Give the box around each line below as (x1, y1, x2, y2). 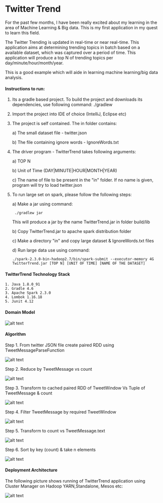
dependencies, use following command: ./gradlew (12, 102, 113, 108)
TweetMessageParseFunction (5, 347, 65, 353)
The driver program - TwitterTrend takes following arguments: (12, 149, 136, 155)
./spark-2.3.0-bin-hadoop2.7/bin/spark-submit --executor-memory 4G (12, 257, 154, 262)
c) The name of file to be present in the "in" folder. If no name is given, (12, 177, 154, 183)
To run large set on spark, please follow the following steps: (12, 192, 132, 198)
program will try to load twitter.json (12, 182, 82, 188)
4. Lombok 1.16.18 (5, 295, 42, 300)
